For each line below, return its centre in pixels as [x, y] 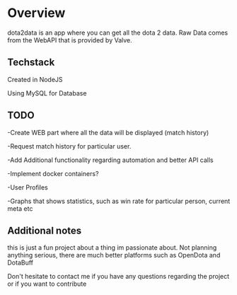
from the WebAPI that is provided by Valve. [70, 40]
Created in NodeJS [35, 79]
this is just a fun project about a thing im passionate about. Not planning [112, 248]
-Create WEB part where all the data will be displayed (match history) [108, 132]
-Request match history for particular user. [69, 146]
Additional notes [45, 230]
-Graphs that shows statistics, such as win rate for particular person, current [119, 201]
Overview [36, 13]
